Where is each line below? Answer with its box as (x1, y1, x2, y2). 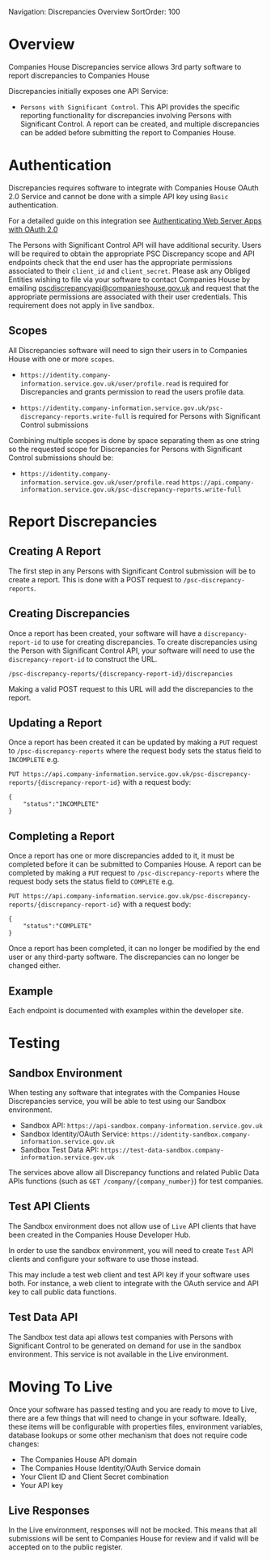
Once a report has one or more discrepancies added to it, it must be (8, 850, 235, 861)
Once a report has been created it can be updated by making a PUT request (8, 737, 258, 748)
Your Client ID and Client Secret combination (19, 1472, 169, 1481)
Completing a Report (8, 829, 115, 843)
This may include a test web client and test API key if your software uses (8, 1269, 251, 1279)
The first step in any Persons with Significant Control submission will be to (8, 566, 256, 576)
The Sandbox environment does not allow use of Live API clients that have (8, 1221, 256, 1230)
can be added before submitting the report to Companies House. (19, 127, 236, 137)
